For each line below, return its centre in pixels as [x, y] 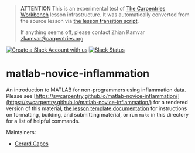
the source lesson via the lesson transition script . [80, 21]
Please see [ [21, 96]
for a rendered [171, 102]
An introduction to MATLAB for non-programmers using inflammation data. [96, 90]
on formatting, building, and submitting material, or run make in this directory [97, 114]
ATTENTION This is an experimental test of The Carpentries [93, 8]
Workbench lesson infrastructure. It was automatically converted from [105, 15]
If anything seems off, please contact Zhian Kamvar [83, 32]
